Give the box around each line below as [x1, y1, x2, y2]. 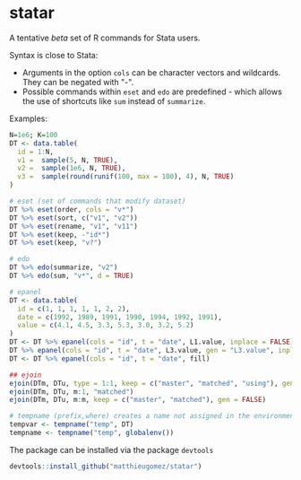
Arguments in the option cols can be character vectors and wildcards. [21, 66, 281, 78]
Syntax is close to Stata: [9, 49, 99, 60]
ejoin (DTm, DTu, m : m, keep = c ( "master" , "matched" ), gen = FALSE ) [9, 396, 267, 405]
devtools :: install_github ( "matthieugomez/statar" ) [9, 461, 202, 471]
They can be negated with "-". [21, 76, 134, 87]
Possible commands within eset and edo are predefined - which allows [21, 86, 282, 97]
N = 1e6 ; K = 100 [9, 130, 58, 139]
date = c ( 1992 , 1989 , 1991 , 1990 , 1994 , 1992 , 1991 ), [17, 312, 222, 321]
